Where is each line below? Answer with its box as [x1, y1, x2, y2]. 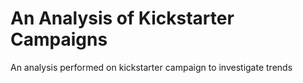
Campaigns [10, 28, 108, 51]
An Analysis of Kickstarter [10, 7, 235, 30]
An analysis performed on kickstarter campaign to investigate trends [10, 61, 293, 73]
